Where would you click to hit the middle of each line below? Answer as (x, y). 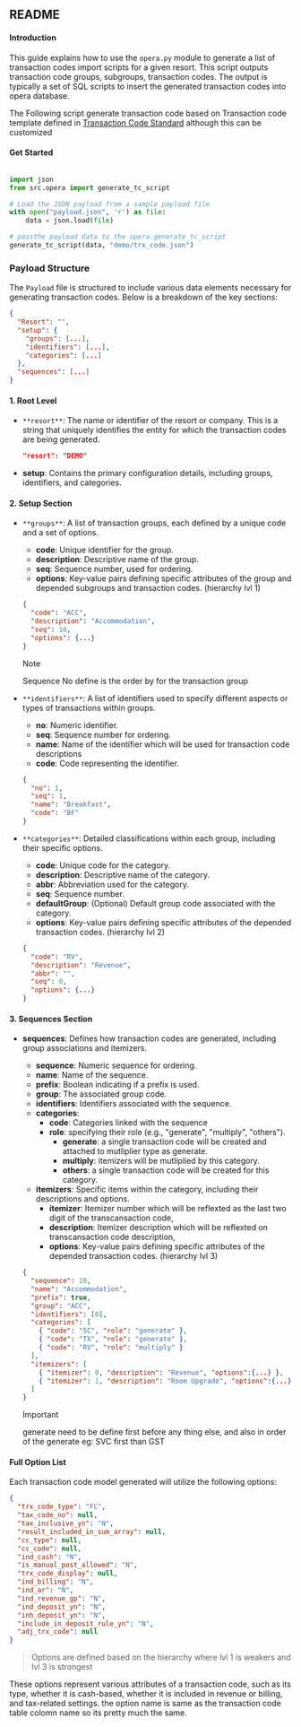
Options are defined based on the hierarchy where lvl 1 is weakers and (161, 1657)
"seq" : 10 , (51, 629)
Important (40, 1415)
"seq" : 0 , (49, 982)
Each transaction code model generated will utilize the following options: (143, 1482)
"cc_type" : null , (50, 1540)
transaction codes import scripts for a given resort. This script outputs (139, 67)
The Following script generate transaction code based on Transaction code (148, 113)
